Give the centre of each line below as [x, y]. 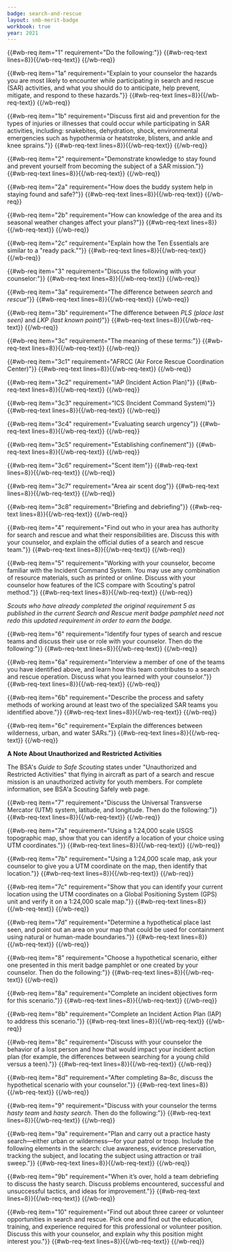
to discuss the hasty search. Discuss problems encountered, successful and [116, 1184]
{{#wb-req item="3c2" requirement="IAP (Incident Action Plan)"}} [101, 383]
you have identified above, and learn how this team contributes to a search [114, 670]
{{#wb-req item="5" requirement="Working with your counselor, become [111, 563]
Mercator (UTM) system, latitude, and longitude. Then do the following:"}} [112, 810]
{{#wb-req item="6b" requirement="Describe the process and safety [105, 698]
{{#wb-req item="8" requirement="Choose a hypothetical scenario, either [112, 958]
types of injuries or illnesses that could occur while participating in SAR [108, 123]
